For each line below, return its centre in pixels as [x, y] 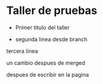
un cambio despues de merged [46, 63]
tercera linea [22, 51]
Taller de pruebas [52, 11]
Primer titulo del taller [42, 27]
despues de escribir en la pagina [48, 74]
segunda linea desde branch [51, 39]
